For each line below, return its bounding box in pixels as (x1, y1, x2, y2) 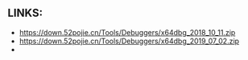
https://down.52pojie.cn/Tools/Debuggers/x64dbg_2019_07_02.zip (19, 36, 239, 46)
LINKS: (7, 6, 43, 20)
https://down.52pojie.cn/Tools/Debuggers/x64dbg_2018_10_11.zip (19, 27, 236, 37)
